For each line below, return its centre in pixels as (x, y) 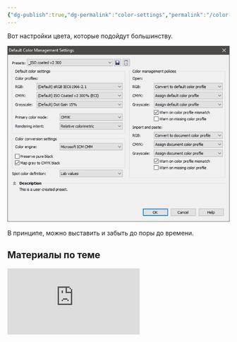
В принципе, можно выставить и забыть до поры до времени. (101, 233)
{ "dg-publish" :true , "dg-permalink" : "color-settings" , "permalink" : (107, 15)
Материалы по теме (54, 255)
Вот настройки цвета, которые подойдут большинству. (90, 36)
